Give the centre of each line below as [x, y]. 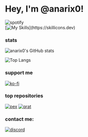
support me [19, 73]
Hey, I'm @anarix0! [44, 9]
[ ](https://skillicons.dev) [40, 27]
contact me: [20, 119]
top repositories [24, 96]
